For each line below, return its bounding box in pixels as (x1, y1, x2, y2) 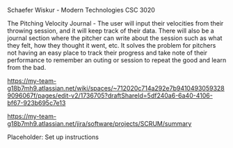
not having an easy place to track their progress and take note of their (7, 48, 207, 57)
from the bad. (7, 64, 47, 71)
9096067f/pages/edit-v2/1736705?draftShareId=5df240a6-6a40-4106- (7, 91, 214, 100)
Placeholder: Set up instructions (7, 133, 99, 141)
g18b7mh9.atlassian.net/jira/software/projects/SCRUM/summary (7, 120, 192, 127)
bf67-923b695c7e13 (7, 99, 66, 107)
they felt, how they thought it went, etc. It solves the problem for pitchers (7, 41, 216, 49)
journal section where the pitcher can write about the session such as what (7, 34, 223, 42)
